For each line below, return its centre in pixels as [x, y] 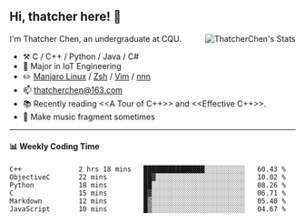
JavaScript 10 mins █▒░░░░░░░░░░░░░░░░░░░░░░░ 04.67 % [148, 209]
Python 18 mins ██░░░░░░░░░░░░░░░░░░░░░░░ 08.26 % [148, 186]
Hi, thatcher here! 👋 [65, 17]
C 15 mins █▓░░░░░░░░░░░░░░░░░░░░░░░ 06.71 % [148, 193]
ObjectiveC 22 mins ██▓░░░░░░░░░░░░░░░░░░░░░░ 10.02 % [148, 177]
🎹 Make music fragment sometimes [89, 117]
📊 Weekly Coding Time [54, 147]
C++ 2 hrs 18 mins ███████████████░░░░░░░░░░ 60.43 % [148, 169]
